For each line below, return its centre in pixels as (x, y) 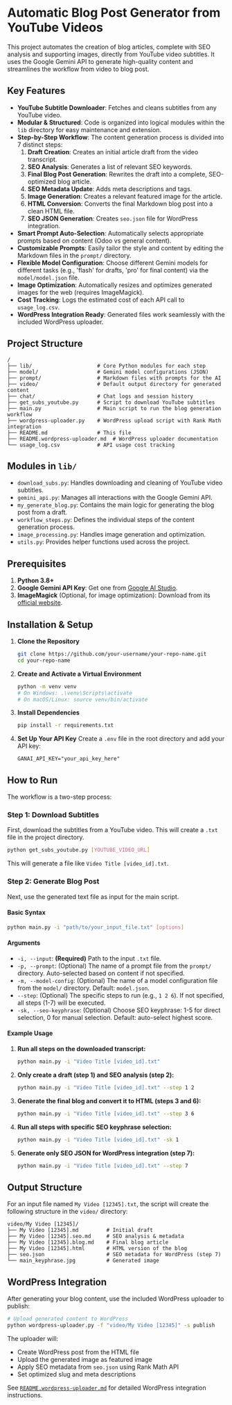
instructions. (25, 1395)
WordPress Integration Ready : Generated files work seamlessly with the (121, 314)
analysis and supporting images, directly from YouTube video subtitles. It (111, 54)
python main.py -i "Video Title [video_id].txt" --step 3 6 (106, 1114)
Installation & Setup (50, 625)
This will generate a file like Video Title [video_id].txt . (88, 863)
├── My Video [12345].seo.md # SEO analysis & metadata (96, 1236)
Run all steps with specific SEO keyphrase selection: (94, 1127)
